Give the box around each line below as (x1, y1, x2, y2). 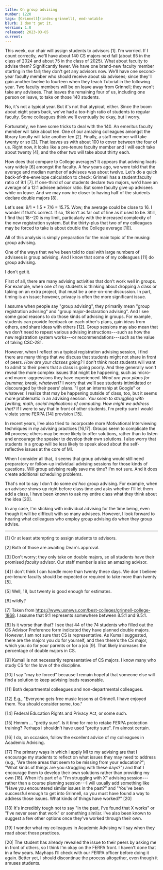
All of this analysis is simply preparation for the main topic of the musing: (5, 234, 151, 240)
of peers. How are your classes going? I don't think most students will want (5, 359, 156, 365)
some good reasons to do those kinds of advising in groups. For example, (5, 314, 152, 319)
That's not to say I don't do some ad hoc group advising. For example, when (5, 481, 158, 486)
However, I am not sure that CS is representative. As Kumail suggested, (5, 632, 147, 638)
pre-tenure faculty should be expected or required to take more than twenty (5, 574, 157, 579)
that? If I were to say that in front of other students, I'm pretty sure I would (5, 406, 153, 411)
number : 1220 (5, 12, 32, 17)
